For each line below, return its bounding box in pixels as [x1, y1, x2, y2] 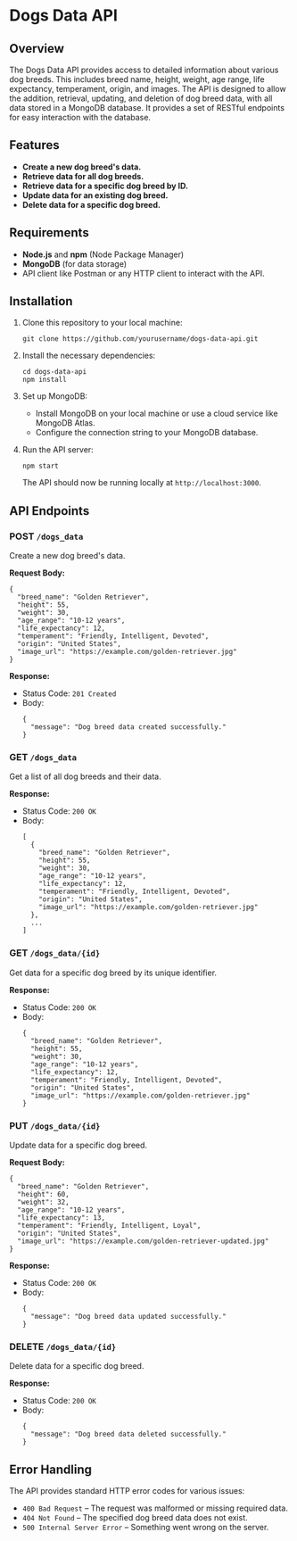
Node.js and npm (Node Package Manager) [21, 249, 185, 260]
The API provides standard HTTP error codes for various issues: [9, 1486, 245, 1496]
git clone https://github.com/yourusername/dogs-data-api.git [21, 335, 259, 344]
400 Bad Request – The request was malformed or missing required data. [21, 1503, 288, 1513]
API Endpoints [9, 503, 90, 518]
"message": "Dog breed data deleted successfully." [30, 1429, 227, 1439]
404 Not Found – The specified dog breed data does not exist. [21, 1512, 248, 1523]
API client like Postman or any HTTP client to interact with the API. [21, 268, 265, 278]
